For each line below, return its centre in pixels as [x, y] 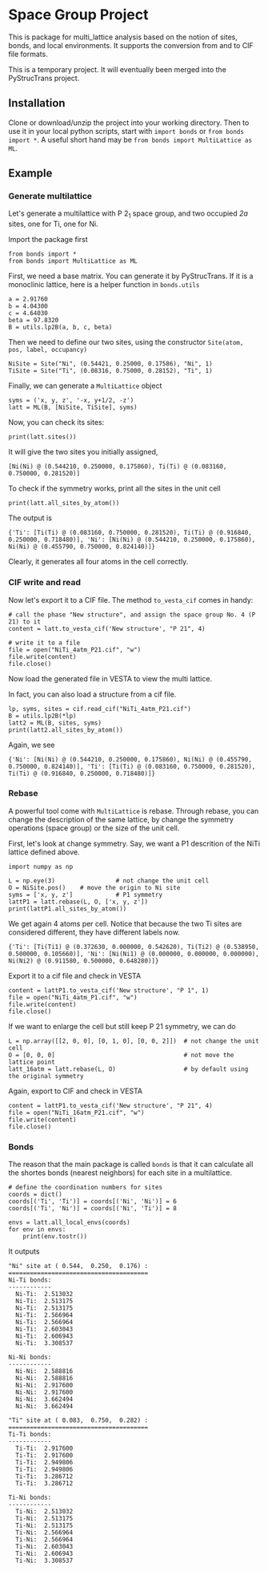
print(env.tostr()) [55, 1237]
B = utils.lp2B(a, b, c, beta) [60, 327]
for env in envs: [37, 1230]
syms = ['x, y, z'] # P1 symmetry [85, 895]
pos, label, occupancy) [48, 350]
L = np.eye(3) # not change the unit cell [109, 880]
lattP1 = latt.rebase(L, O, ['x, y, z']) [78, 902]
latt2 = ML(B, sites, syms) [55, 723]
